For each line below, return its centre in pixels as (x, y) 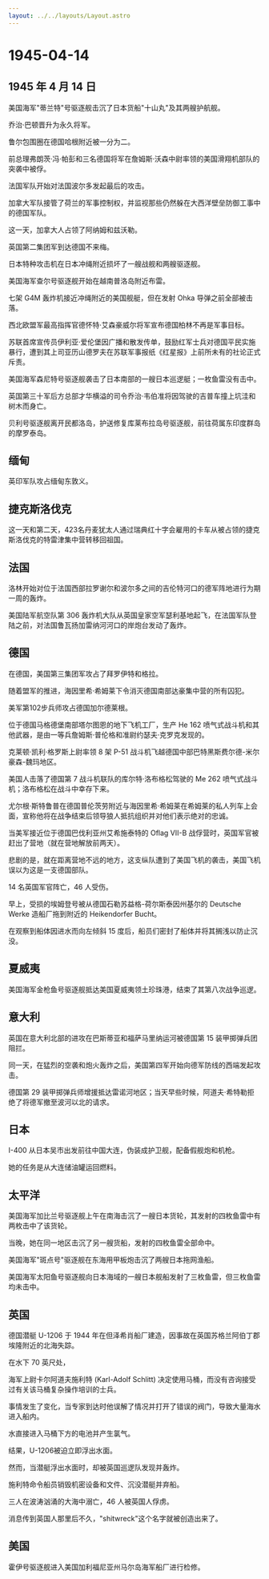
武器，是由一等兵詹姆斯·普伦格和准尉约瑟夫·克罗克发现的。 (112, 734)
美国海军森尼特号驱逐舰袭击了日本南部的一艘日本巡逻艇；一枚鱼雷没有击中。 (134, 379)
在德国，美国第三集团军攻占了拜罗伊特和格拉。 (85, 673)
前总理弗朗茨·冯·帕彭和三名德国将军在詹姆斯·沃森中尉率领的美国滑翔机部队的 (134, 159)
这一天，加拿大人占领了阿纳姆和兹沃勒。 (75, 230)
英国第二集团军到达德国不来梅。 (61, 247)
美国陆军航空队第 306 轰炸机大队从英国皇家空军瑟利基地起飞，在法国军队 (129, 615)
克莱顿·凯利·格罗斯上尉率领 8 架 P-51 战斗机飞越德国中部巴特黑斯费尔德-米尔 (134, 751)
